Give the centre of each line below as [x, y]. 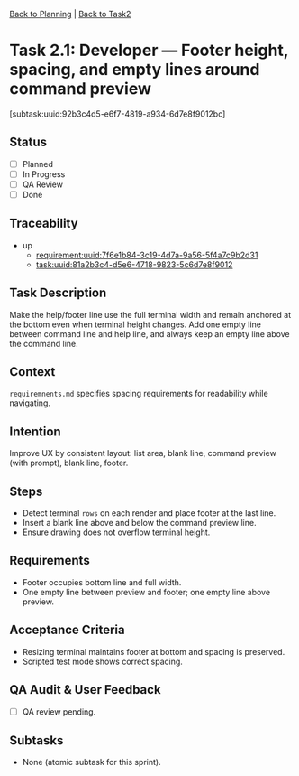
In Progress [44, 174]
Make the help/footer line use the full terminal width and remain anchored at [150, 314]
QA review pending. [59, 711]
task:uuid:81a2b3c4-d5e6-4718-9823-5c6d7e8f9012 [134, 264]
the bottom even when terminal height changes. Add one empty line [135, 324]
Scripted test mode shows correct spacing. [102, 661]
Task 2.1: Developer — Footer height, [149, 51]
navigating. [30, 403]
